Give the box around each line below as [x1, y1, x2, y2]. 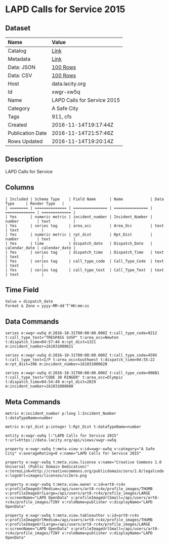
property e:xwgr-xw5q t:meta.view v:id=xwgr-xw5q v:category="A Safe [5, 447, 155, 452]
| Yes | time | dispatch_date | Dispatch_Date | [5, 241, 153, 246]
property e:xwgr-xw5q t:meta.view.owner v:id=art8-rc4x [5, 482, 125, 487]
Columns [5, 183, 34, 192]
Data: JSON [8, 64, 36, 70]
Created [8, 122, 27, 128]
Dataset [5, 24, 31, 32]
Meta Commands [5, 398, 61, 406]
